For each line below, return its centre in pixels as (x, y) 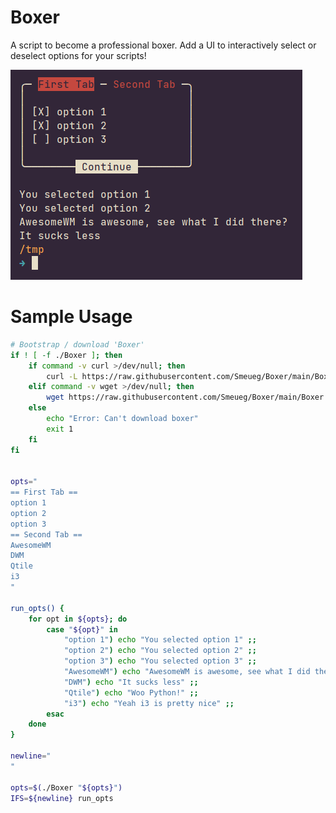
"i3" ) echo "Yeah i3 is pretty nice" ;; (149, 703)
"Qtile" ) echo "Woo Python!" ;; (131, 692)
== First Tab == (44, 492)
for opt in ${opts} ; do (78, 619)
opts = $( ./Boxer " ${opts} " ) (66, 787)
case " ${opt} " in (82, 629)
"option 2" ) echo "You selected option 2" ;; (160, 651)
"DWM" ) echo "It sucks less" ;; (131, 682)
